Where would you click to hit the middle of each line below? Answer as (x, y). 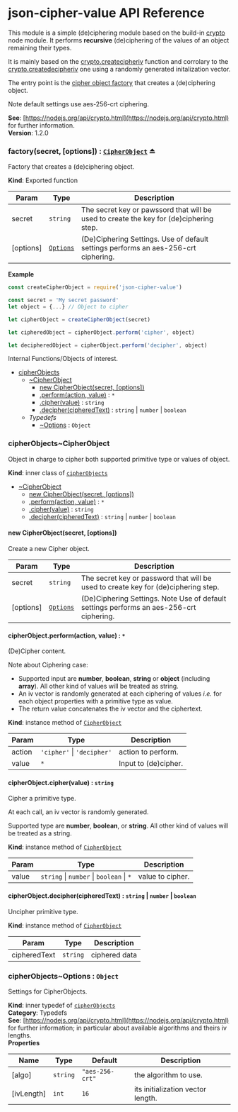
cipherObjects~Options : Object (63, 976)
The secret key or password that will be (146, 578)
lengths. (20, 1035)
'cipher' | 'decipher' (76, 752)
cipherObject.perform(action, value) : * (67, 635)
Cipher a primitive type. (42, 799)
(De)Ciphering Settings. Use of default (145, 239)
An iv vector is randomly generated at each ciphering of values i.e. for (120, 694)
